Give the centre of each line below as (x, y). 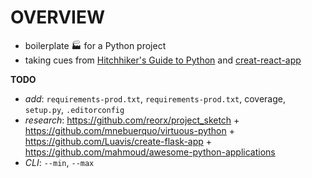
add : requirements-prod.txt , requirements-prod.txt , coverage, (155, 98)
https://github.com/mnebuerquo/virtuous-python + (129, 130)
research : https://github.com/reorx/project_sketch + (132, 120)
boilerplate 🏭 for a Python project (95, 45)
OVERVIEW (58, 17)
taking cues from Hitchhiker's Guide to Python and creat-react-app (163, 60)
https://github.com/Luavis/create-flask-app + (118, 141)
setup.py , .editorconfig (74, 109)
